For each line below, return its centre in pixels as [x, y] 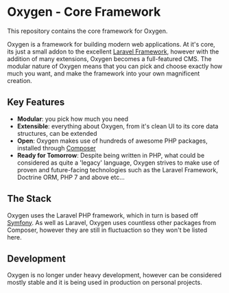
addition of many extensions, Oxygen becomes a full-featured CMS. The [109, 58]
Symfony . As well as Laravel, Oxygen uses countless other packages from [112, 222]
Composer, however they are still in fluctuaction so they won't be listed [107, 230]
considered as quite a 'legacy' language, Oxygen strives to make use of [118, 163]
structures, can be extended [57, 133]
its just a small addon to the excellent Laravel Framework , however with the [113, 51]
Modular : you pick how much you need [73, 119]
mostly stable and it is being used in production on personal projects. [105, 283]
